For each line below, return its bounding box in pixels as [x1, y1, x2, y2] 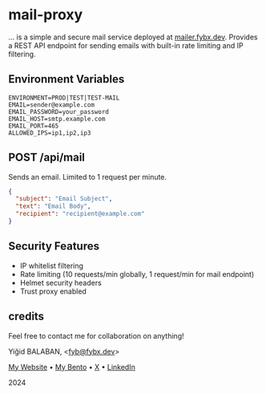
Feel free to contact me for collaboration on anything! [8, 331, 184, 340]
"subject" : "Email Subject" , [15, 195, 113, 203]
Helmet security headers [19, 278, 102, 287]
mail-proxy [8, 6, 83, 24]
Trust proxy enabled [19, 286, 87, 296]
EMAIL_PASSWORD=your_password [8, 108, 110, 116]
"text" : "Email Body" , [15, 202, 91, 210]
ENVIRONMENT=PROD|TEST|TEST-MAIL [8, 94, 120, 102]
